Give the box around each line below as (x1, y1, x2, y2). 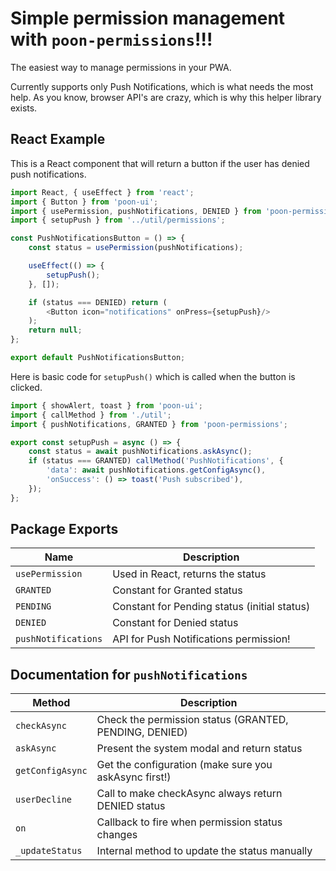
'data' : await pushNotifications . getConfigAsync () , (46, 465, 267, 476)
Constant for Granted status (112, 583, 243, 597)
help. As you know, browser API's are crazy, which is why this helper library (10, 91, 322, 103)
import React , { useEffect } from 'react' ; (10, 187, 195, 197)
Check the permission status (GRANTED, (96, 713, 289, 727)
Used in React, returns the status (112, 567, 267, 581)
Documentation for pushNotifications (10, 666, 248, 683)
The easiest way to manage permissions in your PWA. (10, 61, 232, 73)
